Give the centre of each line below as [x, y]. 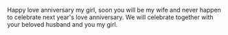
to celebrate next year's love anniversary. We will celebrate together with [111, 17]
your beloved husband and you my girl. [62, 24]
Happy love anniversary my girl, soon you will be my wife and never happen [114, 10]
